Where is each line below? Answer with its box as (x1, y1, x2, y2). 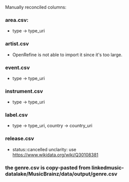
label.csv (5, 111, 28, 118)
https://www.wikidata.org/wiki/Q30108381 (12, 152, 98, 158)
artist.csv (5, 40, 29, 47)
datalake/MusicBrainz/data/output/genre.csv (5, 170, 118, 177)
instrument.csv (5, 88, 43, 94)
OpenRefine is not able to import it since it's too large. (12, 52, 123, 58)
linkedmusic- (91, 164, 124, 171)
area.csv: (5, 16, 29, 23)
